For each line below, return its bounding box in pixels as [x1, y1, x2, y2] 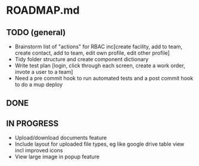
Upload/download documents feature [14, 134, 107, 142]
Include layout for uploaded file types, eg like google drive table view [14, 140, 185, 148]
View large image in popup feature [14, 153, 100, 161]
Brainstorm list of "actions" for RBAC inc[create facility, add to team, [14, 43, 183, 50]
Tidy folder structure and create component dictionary [14, 56, 149, 62]
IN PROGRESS [6, 118, 59, 129]
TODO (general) [6, 27, 66, 37]
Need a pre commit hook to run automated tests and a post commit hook [14, 75, 194, 82]
